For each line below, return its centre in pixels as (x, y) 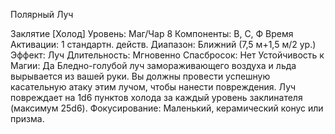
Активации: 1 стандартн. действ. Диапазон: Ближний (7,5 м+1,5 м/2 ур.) (163, 44)
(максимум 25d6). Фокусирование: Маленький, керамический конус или (167, 108)
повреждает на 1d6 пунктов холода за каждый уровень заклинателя (156, 97)
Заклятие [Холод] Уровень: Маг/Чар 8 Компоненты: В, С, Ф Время (152, 33)
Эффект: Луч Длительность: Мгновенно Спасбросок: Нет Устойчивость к (167, 55)
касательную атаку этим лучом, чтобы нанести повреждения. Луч (153, 87)
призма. (27, 118)
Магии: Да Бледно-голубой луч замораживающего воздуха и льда (153, 65)
